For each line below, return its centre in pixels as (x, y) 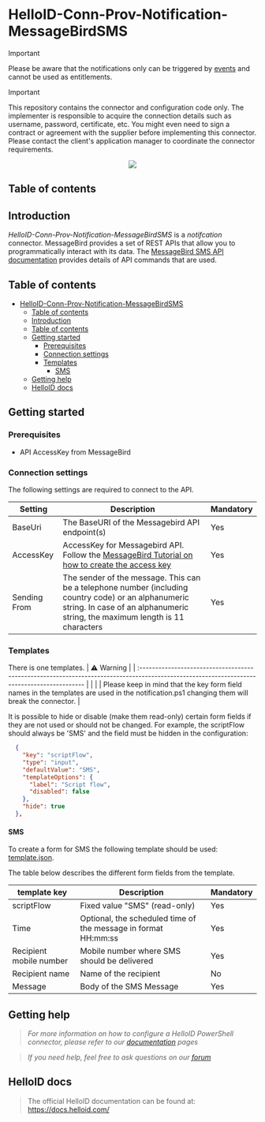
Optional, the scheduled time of (138, 918)
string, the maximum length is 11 (123, 617)
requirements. (31, 149)
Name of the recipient (120, 974)
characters (83, 626)
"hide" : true (44, 806)
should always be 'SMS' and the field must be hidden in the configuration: (128, 733)
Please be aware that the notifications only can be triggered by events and (129, 68)
